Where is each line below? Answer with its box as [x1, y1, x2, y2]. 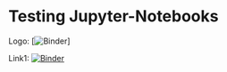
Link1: [8, 52, 29, 63]
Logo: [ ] [8, 36, 71, 46]
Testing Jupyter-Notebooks [8, 6, 219, 27]
